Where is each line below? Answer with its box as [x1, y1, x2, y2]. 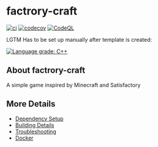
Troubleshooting [15, 128, 57, 135]
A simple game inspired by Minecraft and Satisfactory [6, 81, 141, 88]
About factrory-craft [6, 65, 86, 76]
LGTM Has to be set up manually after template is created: [6, 36, 152, 43]
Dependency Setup [15, 115, 64, 122]
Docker [15, 134, 34, 142]
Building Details [15, 121, 55, 128]
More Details [6, 99, 56, 109]
